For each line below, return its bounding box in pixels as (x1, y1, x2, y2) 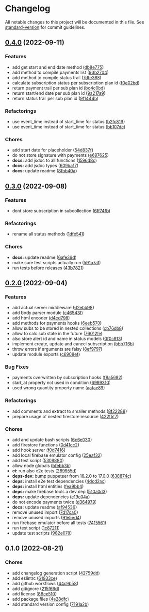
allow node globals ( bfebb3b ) (12, 463, 71, 469)
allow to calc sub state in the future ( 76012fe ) (12, 331, 103, 337)
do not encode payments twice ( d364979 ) (12, 499, 97, 505)
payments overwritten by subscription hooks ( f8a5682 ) (12, 375, 123, 380)
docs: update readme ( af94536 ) (12, 504, 77, 510)
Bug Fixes (5, 363, 29, 370)
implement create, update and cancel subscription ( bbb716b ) (12, 341, 134, 347)
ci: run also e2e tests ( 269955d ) (12, 468, 77, 474)
